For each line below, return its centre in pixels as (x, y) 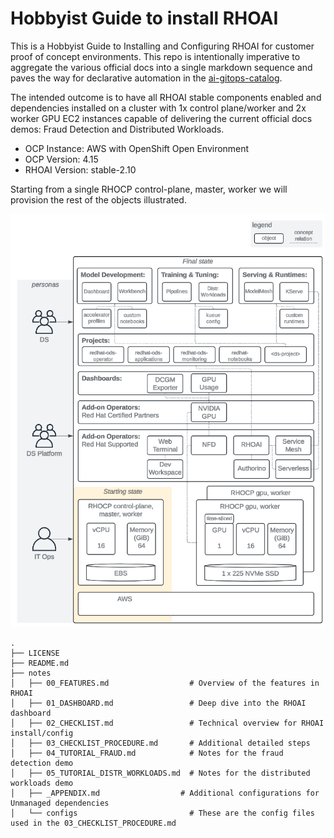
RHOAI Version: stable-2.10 (80, 169)
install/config (42, 733)
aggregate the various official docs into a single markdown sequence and (161, 67)
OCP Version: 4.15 (61, 159)
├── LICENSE (35, 653)
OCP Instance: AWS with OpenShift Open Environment (137, 148)
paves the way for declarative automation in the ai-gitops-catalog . (146, 78)
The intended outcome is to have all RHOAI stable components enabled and (166, 97)
